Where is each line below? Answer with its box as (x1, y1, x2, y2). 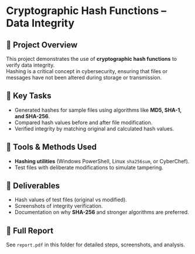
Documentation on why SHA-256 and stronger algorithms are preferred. (14, 209, 189, 216)
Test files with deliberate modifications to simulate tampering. (14, 164, 164, 171)
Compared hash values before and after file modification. (14, 119, 153, 126)
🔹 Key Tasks (6, 91, 52, 101)
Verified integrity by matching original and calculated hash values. (14, 125, 175, 132)
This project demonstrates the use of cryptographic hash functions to (6, 56, 177, 62)
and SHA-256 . (14, 112, 50, 119)
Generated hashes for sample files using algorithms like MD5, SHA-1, (14, 107, 182, 114)
